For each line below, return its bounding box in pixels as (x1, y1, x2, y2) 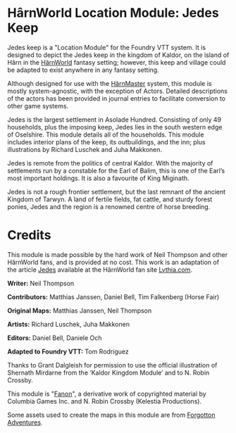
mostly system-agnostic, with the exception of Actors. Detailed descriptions (7, 87, 228, 95)
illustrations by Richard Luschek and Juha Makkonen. (7, 145, 163, 153)
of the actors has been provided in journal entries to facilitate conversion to (7, 94, 226, 103)
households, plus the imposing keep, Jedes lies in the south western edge (7, 123, 223, 131)
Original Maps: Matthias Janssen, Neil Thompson (7, 306, 152, 315)
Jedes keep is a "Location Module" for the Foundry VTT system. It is (7, 43, 206, 51)
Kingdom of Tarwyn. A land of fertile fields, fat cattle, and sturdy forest (7, 195, 213, 203)
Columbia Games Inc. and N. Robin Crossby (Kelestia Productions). (7, 396, 202, 406)
